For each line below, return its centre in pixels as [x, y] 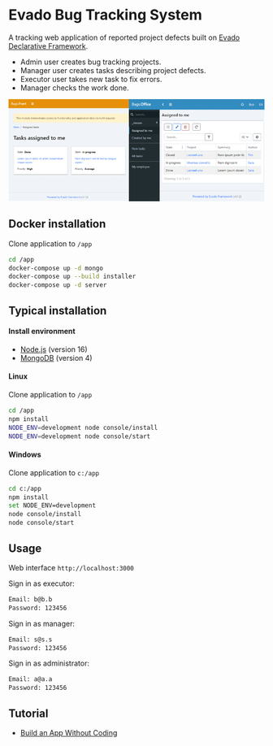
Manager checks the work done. [74, 88]
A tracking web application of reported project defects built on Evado [124, 37]
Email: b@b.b [30, 599]
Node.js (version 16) [54, 349]
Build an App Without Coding [69, 732]
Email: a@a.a [30, 679]
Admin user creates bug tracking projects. [91, 62]
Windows [25, 455]
